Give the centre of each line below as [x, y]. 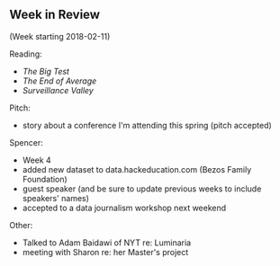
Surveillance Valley [58, 90]
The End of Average [59, 81]
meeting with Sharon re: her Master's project [105, 252]
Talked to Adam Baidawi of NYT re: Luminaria [107, 243]
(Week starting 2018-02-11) [60, 36]
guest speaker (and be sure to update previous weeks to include [142, 189]
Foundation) [45, 179]
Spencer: [26, 142]
